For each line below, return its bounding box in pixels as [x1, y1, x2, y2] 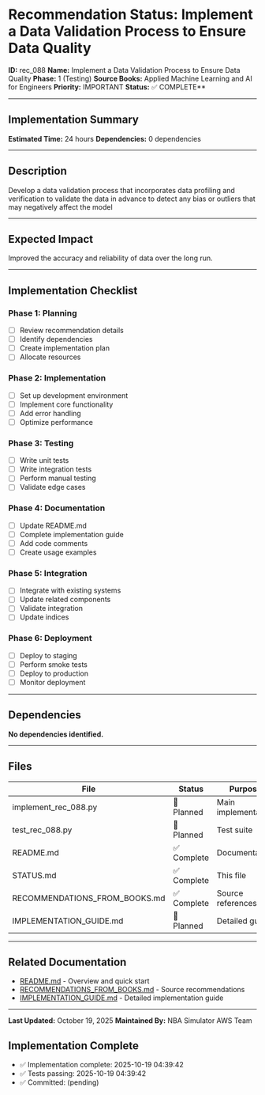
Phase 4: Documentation [8, 502, 106, 513]
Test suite [216, 824, 253, 835]
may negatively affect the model [8, 202, 113, 211]
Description [8, 165, 67, 178]
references [216, 897, 258, 908]
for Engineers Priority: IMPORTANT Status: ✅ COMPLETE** [8, 81, 207, 92]
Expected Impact [8, 232, 93, 246]
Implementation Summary [8, 113, 140, 127]
